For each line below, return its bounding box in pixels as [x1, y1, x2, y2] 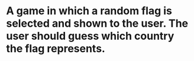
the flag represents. [6, 42, 105, 56]
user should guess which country [6, 30, 174, 43]
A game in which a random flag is [6, 4, 173, 18]
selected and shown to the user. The [6, 17, 188, 30]
